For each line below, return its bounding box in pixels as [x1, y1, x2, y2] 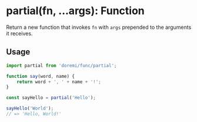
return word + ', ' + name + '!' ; [16, 78, 101, 85]
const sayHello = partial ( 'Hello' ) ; [6, 95, 96, 101]
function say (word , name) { [6, 73, 75, 79]
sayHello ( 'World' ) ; [6, 105, 54, 111]
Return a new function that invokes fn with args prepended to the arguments [6, 24, 192, 31]
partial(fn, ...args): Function [6, 4, 145, 18]
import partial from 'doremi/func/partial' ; [6, 62, 117, 68]
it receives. [6, 29, 33, 37]
